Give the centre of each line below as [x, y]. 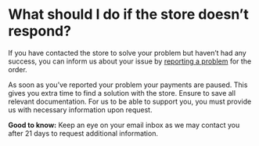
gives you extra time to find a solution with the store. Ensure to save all [122, 93]
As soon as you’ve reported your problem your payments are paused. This [128, 85]
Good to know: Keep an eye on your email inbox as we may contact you [124, 125]
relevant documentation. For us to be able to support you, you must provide [130, 101]
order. [18, 69]
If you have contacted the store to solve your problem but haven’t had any [127, 53]
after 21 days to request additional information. [83, 133]
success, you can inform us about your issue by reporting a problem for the [130, 61]
